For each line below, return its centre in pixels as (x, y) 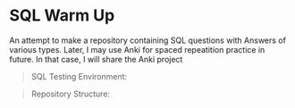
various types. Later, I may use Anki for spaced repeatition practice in (137, 49)
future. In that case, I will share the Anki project (96, 59)
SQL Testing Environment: (79, 76)
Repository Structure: (70, 94)
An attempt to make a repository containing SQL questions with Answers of (147, 40)
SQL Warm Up (62, 16)
